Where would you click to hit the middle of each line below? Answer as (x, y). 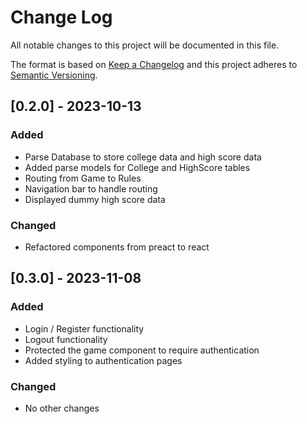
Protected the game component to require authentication (142, 350)
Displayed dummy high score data (95, 199)
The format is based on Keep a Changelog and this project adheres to (154, 64)
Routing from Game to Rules (83, 178)
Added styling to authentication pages (103, 360)
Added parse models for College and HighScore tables (137, 167)
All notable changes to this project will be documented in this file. (145, 45)
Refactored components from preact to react (117, 247)
